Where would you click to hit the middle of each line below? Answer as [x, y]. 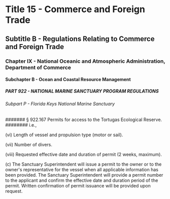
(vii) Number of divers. [29, 144]
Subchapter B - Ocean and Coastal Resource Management [68, 79]
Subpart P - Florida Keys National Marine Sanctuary [60, 104]
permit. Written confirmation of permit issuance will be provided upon [78, 185]
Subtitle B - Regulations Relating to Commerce [80, 39]
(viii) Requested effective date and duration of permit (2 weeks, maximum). [84, 154]
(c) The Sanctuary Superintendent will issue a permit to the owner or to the [83, 164]
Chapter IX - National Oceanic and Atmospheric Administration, [85, 61]
